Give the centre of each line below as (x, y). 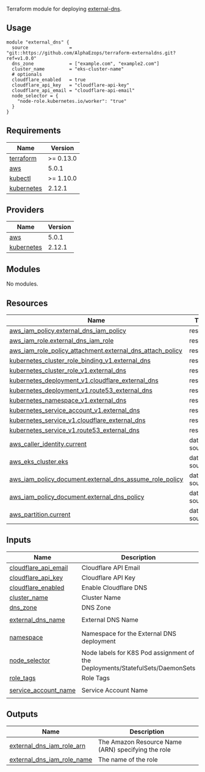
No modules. (22, 284)
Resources (27, 303)
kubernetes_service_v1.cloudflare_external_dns (77, 420)
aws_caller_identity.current (48, 444)
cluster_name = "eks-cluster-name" (68, 69)
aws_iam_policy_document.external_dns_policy (77, 497)
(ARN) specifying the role (134, 749)
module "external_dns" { (38, 42)
